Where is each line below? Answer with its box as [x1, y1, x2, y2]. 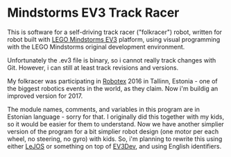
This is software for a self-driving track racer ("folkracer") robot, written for [7, 28, 223, 36]
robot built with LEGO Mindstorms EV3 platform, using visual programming [7, 35, 221, 43]
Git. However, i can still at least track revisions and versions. [7, 63, 179, 72]
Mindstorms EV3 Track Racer [7, 5, 180, 21]
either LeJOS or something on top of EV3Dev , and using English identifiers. [7, 142, 222, 150]
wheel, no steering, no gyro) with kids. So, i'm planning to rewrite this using [7, 134, 223, 143]
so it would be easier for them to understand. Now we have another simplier [7, 119, 224, 128]
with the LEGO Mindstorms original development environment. [7, 42, 185, 51]
